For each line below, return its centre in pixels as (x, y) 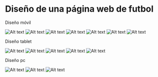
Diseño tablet (18, 41)
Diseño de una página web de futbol (79, 9)
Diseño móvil (18, 22)
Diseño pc (15, 60)
